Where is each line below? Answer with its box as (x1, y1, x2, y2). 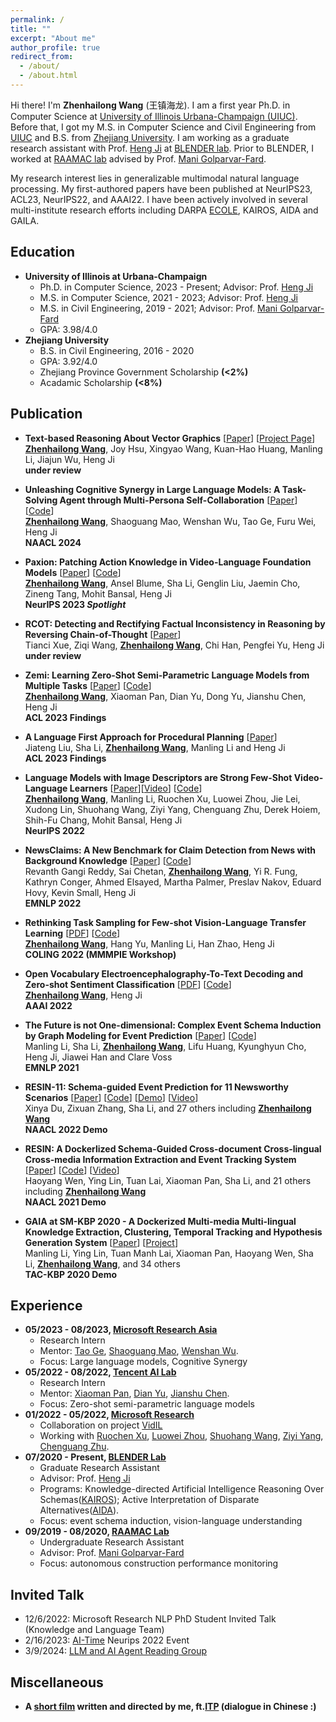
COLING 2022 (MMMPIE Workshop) (24, 948, 177, 960)
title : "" (10, 24, 52, 34)
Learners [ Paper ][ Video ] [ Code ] (69, 782, 203, 794)
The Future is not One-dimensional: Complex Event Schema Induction (24, 1019, 322, 1031)
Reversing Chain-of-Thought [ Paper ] (24, 628, 182, 640)
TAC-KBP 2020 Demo (24, 1268, 118, 1280)
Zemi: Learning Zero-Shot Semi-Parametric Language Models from (24, 669, 310, 681)
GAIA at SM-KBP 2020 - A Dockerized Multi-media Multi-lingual (24, 1215, 297, 1227)
